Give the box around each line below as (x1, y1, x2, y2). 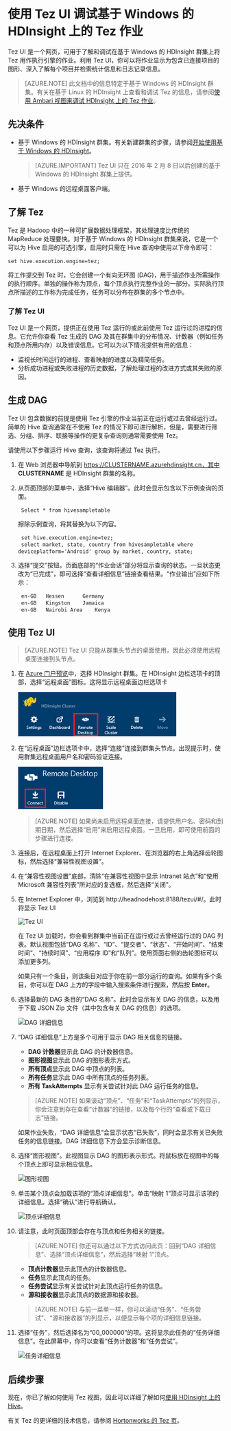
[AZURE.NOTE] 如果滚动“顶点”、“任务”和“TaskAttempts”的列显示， (34, 1096, 224, 1105)
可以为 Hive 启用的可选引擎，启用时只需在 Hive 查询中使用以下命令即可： (8, 243, 215, 251)
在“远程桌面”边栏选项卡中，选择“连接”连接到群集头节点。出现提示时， (17, 744, 215, 752)
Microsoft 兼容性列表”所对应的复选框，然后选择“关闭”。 (17, 881, 175, 889)
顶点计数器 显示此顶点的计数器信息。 (27, 1265, 131, 1273)
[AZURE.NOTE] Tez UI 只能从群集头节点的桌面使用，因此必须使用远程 (24, 646, 221, 655)
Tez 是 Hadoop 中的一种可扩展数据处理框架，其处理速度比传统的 (8, 226, 190, 234)
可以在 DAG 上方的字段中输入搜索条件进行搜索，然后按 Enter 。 (36, 980, 214, 989)
